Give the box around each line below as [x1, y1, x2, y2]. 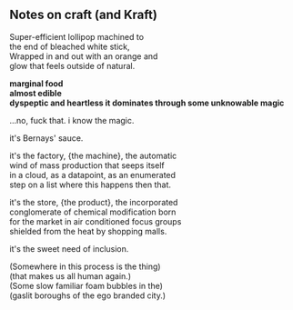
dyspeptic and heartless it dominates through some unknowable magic [9, 97, 285, 108]
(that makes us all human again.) [9, 270, 132, 281]
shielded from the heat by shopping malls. [9, 225, 167, 236]
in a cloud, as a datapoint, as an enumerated [9, 169, 176, 180]
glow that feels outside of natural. [9, 60, 136, 71]
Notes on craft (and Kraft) [9, 7, 157, 23]
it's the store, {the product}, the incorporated [9, 196, 178, 207]
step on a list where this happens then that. [9, 179, 171, 190]
